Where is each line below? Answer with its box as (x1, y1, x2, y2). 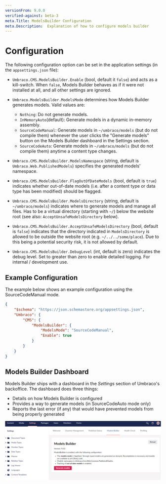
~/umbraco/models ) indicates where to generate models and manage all (12, 203, 156, 209)
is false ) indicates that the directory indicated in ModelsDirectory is (12, 229, 150, 235)
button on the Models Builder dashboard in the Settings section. (19, 138, 150, 144)
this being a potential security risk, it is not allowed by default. (12, 239, 138, 245)
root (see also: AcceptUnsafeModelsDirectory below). (12, 214, 120, 220)
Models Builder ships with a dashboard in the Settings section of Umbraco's (5, 381, 160, 387)
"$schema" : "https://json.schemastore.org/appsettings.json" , (14, 307, 145, 312)
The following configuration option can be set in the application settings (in (5, 62, 158, 68)
